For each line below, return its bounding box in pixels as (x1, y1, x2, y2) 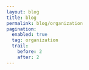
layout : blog (6, 9, 40, 15)
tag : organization (12, 37, 59, 43)
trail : (12, 43, 29, 49)
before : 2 (17, 49, 43, 55)
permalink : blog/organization (6, 20, 84, 26)
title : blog (6, 15, 37, 21)
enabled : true (12, 32, 48, 38)
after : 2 (17, 54, 40, 60)
